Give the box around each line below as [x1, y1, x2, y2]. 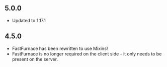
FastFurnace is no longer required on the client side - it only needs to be [12, 50, 162, 57]
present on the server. [12, 56, 58, 62]
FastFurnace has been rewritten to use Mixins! [12, 45, 108, 51]
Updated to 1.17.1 [12, 17, 46, 23]
